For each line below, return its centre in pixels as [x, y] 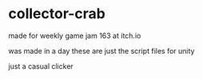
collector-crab [57, 14]
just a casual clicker [41, 66]
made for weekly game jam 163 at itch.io [75, 36]
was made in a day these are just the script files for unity [101, 51]
